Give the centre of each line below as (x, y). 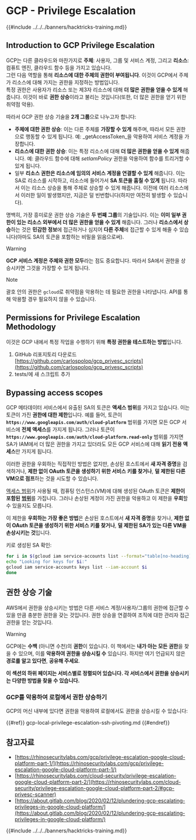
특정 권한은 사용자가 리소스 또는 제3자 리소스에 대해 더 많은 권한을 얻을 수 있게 (94, 90)
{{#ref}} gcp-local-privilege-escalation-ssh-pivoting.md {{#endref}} (88, 722)
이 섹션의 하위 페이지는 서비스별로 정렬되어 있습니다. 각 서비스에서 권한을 (87, 673)
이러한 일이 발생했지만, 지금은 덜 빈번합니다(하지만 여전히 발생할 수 (96, 195)
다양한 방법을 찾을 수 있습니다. (46, 680)
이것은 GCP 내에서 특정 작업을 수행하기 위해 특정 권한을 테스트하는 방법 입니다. (94, 342)
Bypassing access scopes (55, 393)
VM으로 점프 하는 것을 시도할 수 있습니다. (52, 479)
